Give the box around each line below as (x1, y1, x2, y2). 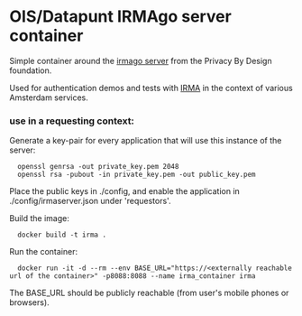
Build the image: (9, 213, 69, 224)
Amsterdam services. (9, 92, 88, 103)
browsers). (9, 297, 50, 308)
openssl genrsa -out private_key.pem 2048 (17, 163, 179, 172)
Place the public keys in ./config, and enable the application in (9, 186, 241, 197)
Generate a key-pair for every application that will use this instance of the (9, 135, 282, 146)
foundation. (9, 65, 52, 76)
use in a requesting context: (9, 115, 135, 127)
